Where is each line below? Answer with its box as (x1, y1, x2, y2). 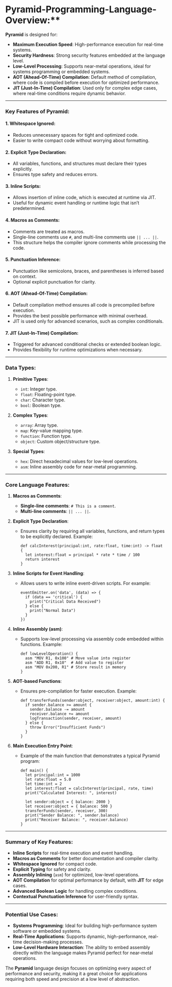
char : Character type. (20, 397, 66, 403)
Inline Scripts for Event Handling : (12, 570, 84, 576)
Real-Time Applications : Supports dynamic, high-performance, (12, 933, 147, 940)
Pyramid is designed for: (5, 31, 58, 37)
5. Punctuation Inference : (5, 256, 61, 263)
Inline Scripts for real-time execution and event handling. (12, 850, 134, 856)
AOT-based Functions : (12, 678, 62, 684)
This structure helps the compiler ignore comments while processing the (12, 239, 166, 245)
